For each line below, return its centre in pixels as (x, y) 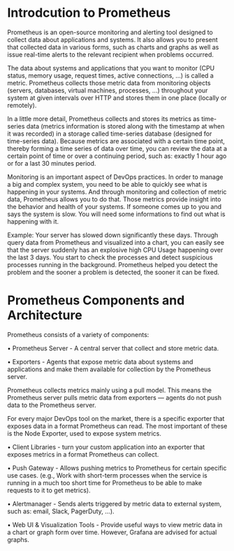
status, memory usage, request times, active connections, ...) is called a (111, 76)
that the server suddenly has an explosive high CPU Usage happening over (115, 250)
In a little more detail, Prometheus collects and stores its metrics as (104, 119)
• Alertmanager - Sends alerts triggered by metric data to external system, (115, 503)
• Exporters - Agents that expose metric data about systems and (100, 362)
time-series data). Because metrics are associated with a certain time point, (116, 141)
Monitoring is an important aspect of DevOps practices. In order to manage (115, 177)
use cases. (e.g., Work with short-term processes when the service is (107, 475)
